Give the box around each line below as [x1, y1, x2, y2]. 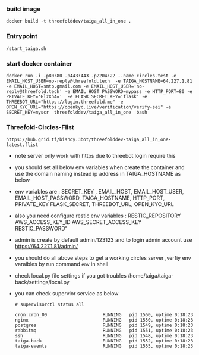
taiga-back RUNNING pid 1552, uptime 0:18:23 [14, 338, 194, 344]
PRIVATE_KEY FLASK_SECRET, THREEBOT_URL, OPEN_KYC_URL [14, 201, 174, 208]
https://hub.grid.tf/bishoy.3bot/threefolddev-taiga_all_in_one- [6, 136, 171, 143]
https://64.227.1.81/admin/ [14, 243, 78, 250]
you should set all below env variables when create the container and [14, 164, 185, 171]
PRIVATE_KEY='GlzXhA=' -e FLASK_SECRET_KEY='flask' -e [6, 94, 147, 99]
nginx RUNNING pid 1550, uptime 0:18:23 [14, 317, 194, 323]
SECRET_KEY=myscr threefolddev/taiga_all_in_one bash [6, 109, 147, 115]
